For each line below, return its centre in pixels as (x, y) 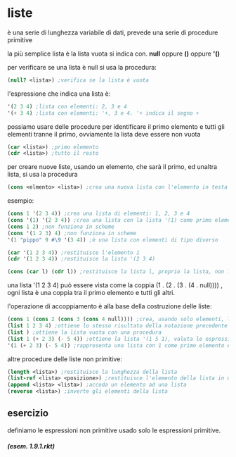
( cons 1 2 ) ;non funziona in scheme (61, 227)
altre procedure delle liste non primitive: (65, 359)
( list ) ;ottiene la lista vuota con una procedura (84, 332)
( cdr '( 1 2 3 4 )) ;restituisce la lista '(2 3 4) (81, 259)
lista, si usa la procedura (43, 175)
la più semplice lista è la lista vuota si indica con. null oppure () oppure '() (113, 54)
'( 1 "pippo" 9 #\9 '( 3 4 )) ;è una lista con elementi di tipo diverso (113, 240)
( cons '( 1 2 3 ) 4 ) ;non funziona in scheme (72, 233)
